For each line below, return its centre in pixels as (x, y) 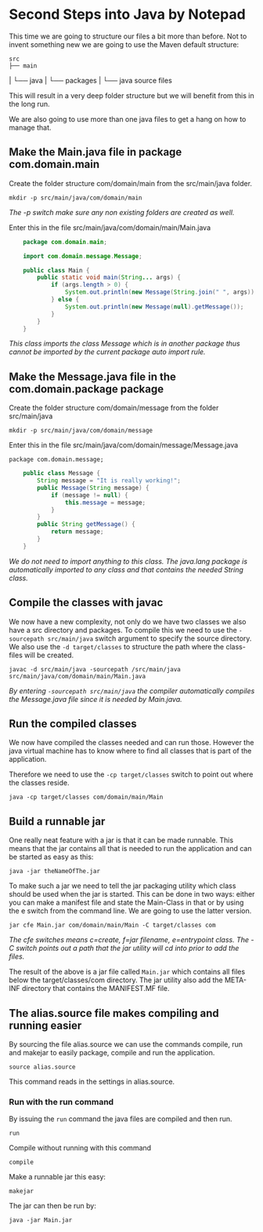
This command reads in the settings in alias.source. (92, 1082)
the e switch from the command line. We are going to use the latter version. (130, 911)
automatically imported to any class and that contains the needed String (126, 569)
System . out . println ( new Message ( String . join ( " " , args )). (161, 292)
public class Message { (62, 473)
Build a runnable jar (57, 821)
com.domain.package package (86, 389)
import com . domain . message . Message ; (83, 256)
